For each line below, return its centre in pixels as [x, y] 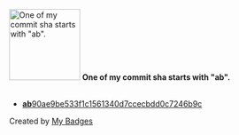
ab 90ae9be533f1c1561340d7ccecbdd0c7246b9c [112, 104]
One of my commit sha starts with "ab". [156, 77]
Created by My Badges [51, 121]
